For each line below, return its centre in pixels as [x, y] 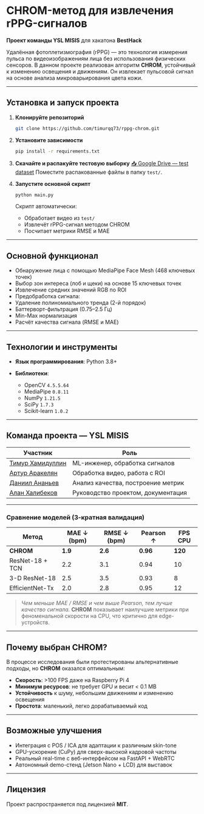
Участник [38, 453]
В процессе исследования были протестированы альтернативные [92, 662]
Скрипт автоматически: [46, 207]
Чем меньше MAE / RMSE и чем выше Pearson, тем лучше [97, 603]
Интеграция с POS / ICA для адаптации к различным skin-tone [96, 745]
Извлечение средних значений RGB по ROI [71, 290]
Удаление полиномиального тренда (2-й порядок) [80, 303]
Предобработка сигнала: [48, 296]
